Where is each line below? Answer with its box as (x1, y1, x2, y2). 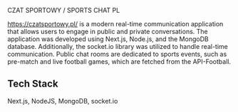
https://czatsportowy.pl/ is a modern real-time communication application (7, 20, 224, 28)
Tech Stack (7, 78, 58, 90)
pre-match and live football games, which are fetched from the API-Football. (7, 57, 232, 66)
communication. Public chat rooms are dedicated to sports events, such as (7, 50, 227, 58)
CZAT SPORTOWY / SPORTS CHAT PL (7, 6, 120, 14)
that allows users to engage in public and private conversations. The (7, 28, 208, 35)
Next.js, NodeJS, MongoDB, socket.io (7, 96, 118, 105)
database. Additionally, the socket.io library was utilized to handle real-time (7, 43, 228, 50)
